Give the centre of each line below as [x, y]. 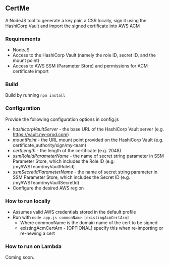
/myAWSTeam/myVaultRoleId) [44, 166]
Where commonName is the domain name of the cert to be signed [89, 223]
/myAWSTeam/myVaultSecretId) [46, 182]
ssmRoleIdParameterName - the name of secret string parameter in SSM [88, 156]
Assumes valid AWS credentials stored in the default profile [74, 212]
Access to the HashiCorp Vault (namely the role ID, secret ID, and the [84, 55]
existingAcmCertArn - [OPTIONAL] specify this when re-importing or [92, 228]
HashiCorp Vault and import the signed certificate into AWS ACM [73, 26]
